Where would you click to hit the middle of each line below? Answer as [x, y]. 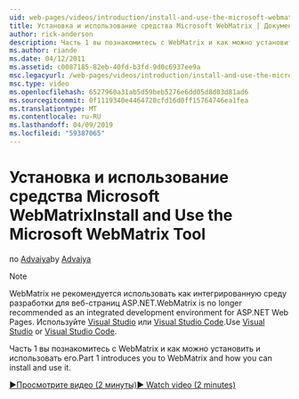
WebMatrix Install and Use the [121, 216]
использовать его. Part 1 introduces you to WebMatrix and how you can [141, 358]
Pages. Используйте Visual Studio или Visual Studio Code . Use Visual [137, 322]
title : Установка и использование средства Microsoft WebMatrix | [135, 26]
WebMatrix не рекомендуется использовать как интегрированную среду [148, 293]
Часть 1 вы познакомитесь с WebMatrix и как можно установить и [135, 348]
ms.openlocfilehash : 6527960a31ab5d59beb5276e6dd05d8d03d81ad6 [129, 92]
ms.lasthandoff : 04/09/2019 [61, 126]
